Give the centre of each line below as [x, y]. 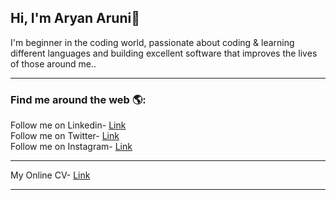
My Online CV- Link [50, 175]
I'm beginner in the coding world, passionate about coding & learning [152, 42]
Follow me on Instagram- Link [71, 147]
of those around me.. [53, 63]
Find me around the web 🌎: [78, 99]
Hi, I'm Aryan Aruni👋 [75, 18]
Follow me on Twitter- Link [65, 136]
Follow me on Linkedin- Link [68, 125]
